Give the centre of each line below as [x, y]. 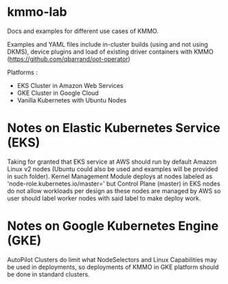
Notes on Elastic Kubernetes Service [114, 128]
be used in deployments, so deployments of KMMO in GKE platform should [113, 267]
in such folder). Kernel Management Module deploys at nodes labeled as [110, 176]
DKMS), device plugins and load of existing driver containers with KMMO [111, 52]
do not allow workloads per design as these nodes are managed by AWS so [114, 190]
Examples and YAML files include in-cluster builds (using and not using [107, 44]
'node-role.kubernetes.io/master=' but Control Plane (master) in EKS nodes [114, 184]
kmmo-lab [37, 12]
